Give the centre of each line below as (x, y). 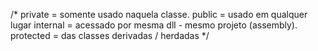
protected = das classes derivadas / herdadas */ (110, 35)
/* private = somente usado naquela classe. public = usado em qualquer (159, 14)
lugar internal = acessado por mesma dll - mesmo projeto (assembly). (154, 25)
